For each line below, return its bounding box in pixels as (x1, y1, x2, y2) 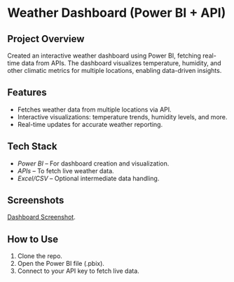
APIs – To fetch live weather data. (17, 166, 114, 175)
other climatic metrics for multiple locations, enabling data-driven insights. (7, 67, 222, 74)
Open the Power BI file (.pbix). (17, 260, 105, 268)
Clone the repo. (17, 252, 63, 260)
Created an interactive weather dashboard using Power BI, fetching (7, 51, 202, 60)
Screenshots (7, 194, 64, 206)
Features (7, 86, 47, 99)
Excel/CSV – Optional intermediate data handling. (17, 174, 160, 182)
